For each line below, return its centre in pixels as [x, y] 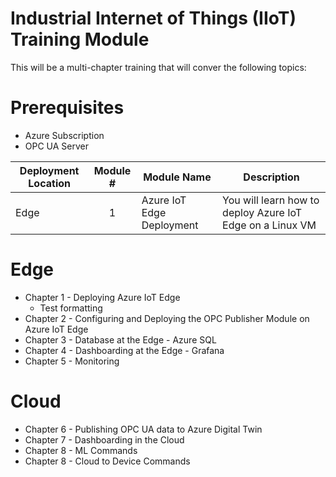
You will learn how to [271, 200]
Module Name [177, 177]
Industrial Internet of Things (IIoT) [153, 18]
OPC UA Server [57, 146]
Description [271, 177]
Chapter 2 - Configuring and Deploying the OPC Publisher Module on [167, 318]
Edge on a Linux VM [269, 225]
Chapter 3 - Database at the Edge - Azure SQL [120, 339]
